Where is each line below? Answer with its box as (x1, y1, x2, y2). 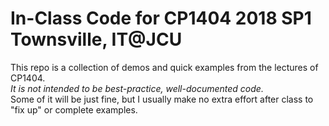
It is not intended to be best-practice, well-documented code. (10, 82, 264, 94)
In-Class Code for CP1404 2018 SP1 (10, 7, 312, 30)
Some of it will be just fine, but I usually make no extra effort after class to (10, 93, 314, 105)
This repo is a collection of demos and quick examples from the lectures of (10, 61, 319, 73)
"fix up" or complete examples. (10, 103, 138, 116)
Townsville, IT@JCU (10, 28, 183, 51)
